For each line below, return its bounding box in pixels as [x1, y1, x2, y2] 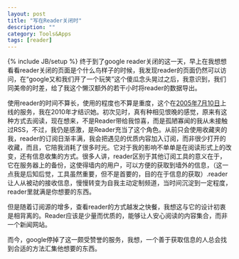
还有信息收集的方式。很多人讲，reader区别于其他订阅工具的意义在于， [19, 152, 226, 160]
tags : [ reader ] [7, 37, 53, 44]
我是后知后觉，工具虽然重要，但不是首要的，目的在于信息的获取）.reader [13, 170, 228, 178]
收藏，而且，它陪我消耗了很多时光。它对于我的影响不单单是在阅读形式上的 [7, 143, 225, 152]
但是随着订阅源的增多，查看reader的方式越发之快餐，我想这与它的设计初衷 [7, 203, 226, 211]
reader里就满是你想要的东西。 [7, 187, 96, 196]
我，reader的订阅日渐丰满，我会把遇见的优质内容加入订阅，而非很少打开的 [7, 134, 226, 143]
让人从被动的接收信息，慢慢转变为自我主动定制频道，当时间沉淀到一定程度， [7, 179, 232, 187]
